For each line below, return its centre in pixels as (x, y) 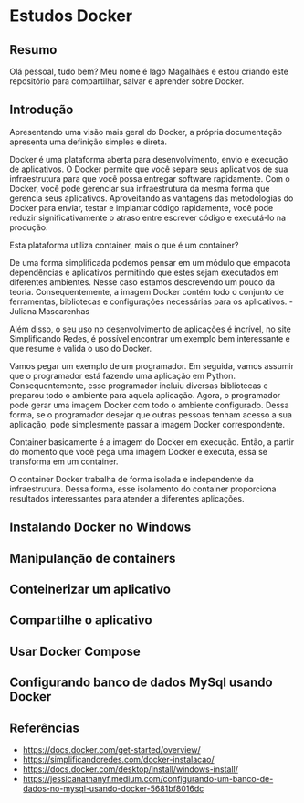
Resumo (33, 50)
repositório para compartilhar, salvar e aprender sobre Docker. (127, 81)
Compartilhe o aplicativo (81, 621)
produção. (29, 227)
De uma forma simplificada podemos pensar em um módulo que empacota (150, 262)
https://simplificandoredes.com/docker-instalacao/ (118, 759)
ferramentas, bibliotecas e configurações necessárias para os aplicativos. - (152, 301)
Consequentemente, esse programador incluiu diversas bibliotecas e (139, 386)
